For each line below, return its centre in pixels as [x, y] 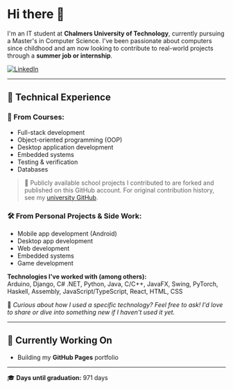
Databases [33, 169]
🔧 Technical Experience [59, 98]
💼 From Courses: [36, 117]
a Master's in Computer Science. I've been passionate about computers [110, 40]
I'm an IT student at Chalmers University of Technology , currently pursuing [116, 33]
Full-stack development [51, 132]
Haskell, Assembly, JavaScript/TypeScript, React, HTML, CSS [95, 291]
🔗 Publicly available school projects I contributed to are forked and [119, 183]
